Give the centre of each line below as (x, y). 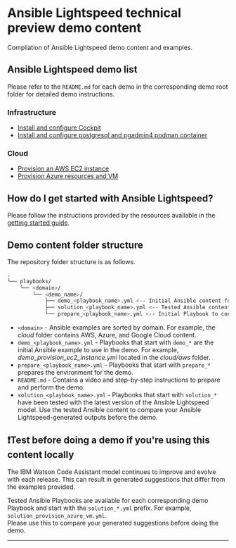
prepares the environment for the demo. (75, 373)
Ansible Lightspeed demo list (72, 69)
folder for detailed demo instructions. (61, 94)
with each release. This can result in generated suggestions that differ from (116, 479)
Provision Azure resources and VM (68, 176)
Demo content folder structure (76, 245)
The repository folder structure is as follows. (71, 261)
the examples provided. (41, 487)
